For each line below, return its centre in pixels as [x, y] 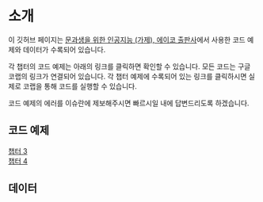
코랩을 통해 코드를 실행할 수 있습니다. [80, 86]
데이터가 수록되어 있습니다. [64, 49]
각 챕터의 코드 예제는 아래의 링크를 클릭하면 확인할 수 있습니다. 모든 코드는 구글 [130, 66]
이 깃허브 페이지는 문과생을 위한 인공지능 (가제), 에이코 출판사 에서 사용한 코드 [127, 40]
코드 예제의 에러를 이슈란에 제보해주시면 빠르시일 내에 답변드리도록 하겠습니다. [129, 103]
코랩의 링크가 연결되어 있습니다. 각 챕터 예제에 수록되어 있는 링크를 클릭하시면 [128, 76]
